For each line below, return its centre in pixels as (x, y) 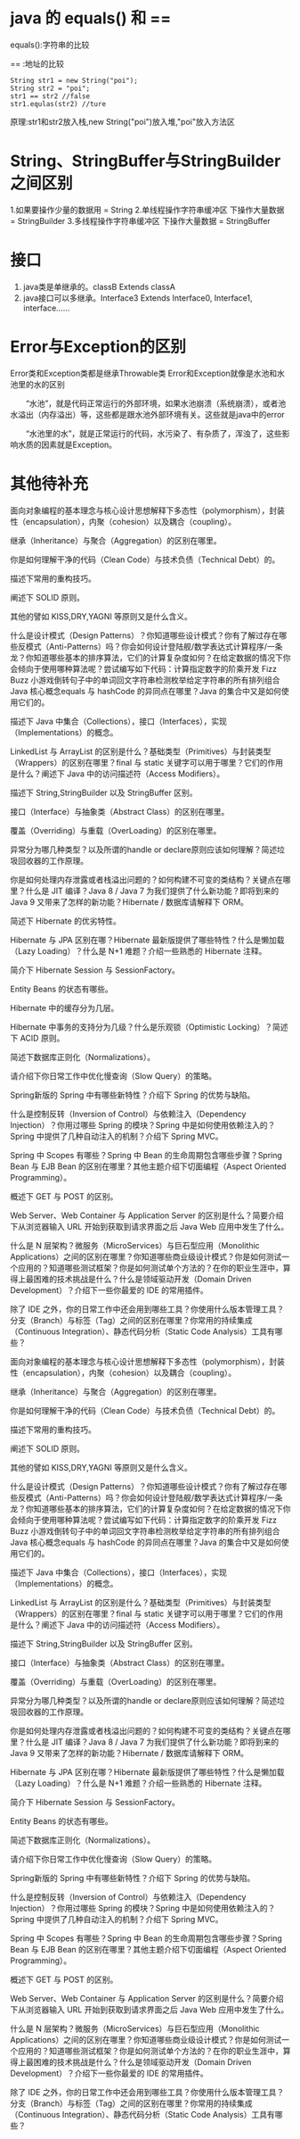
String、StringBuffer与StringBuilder (146, 161)
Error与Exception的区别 (98, 347)
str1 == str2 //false (50, 96)
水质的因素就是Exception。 (67, 444)
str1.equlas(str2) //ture (58, 104)
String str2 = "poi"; (50, 88)
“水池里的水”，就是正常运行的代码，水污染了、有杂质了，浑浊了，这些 (154, 433)
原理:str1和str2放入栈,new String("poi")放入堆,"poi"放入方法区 (122, 121)
